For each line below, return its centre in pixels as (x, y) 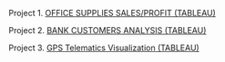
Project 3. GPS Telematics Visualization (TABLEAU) (104, 48)
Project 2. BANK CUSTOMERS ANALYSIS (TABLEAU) (107, 30)
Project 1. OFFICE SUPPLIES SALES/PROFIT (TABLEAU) (112, 13)
